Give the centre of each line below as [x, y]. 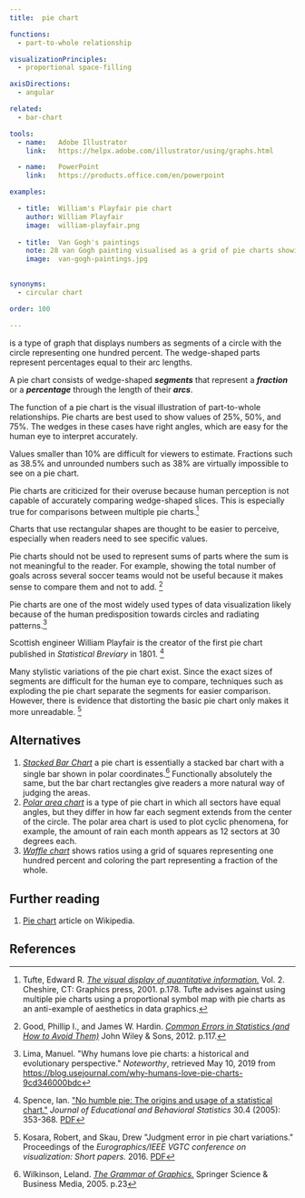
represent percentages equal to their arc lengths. [101, 362]
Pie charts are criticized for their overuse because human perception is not [149, 490]
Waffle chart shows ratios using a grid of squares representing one [148, 851]
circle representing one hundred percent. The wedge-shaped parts [135, 352]
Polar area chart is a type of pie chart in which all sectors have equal [152, 802]
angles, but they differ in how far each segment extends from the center [157, 812]
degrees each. [49, 841]
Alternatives [45, 741]
